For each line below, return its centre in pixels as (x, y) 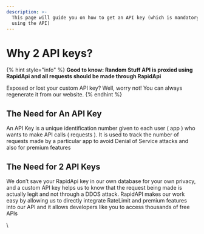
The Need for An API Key (54, 114)
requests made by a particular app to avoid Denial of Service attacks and (97, 141)
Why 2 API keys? (49, 53)
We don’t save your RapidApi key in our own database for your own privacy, (101, 181)
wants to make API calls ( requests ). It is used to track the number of (93, 135)
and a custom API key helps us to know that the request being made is (94, 187)
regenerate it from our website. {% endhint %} (64, 95)
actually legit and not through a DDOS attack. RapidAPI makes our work (96, 194)
